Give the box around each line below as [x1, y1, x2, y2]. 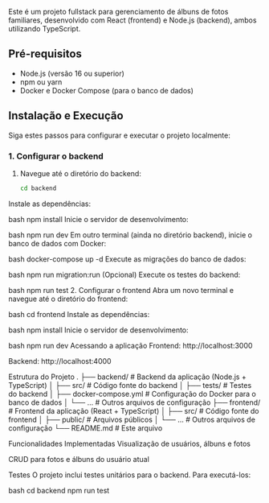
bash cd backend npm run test [8, 485, 110, 495]
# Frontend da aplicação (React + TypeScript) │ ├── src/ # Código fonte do [8, 406, 259, 415]
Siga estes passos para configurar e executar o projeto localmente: [8, 130, 230, 140]
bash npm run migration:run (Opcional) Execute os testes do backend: [8, 270, 241, 279]
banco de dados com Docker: [8, 238, 107, 248]
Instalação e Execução [8, 109, 124, 123]
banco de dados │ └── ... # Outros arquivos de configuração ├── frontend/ [8, 398, 261, 407]
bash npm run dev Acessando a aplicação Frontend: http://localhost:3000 [8, 340, 253, 350]
